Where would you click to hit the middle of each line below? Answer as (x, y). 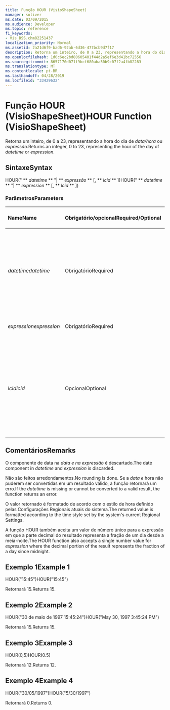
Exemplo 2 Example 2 (39, 605)
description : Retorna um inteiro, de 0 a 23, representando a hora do (81, 52)
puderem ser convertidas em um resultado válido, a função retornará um (81, 483)
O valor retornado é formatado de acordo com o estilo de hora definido (79, 504)
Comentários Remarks (40, 451)
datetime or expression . (30, 152)
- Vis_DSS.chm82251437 (29, 38)
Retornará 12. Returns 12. (31, 665)
